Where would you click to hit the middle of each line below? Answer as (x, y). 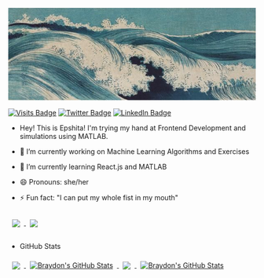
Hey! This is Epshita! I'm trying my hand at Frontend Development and (132, 128)
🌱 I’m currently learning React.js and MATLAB (93, 167)
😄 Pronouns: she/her (54, 182)
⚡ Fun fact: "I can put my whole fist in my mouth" (99, 198)
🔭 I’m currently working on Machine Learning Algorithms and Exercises (134, 152)
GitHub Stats (40, 247)
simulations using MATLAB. (64, 137)
